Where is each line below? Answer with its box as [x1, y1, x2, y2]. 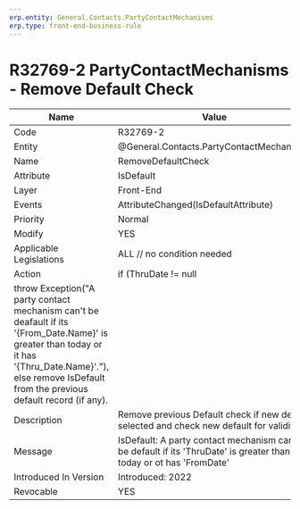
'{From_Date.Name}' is [13, 327, 109, 339]
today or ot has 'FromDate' [117, 456, 229, 469]
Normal [117, 213, 149, 226]
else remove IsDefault [13, 371, 105, 384]
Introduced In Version [13, 471, 104, 483]
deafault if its [13, 316, 69, 329]
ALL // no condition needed [117, 247, 232, 260]
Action [13, 268, 42, 280]
